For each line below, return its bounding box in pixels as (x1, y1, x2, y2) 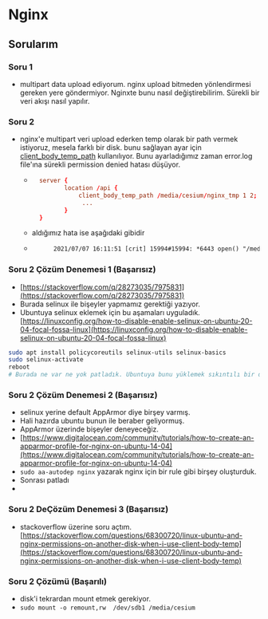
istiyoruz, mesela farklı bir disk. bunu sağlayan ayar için (19, 143, 202, 152)
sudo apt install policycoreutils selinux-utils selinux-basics (8, 349, 227, 357)
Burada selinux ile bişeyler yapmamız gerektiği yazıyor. (19, 299, 201, 309)
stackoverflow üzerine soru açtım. (19, 522, 132, 531)
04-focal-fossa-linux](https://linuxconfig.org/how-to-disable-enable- (19, 325, 248, 334)
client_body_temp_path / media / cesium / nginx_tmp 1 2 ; (78, 191, 258, 199)
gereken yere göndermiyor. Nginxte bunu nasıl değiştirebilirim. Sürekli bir (19, 88, 260, 97)
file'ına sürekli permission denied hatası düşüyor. (19, 160, 181, 169)
